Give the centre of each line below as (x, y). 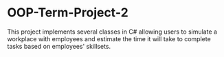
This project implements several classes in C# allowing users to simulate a (112, 32)
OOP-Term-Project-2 (68, 13)
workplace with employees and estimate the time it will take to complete (109, 38)
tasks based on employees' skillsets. (59, 46)
